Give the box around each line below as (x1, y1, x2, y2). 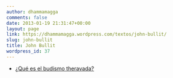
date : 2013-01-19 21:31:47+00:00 (6, 20, 91, 26)
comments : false (6, 15, 47, 21)
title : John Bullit (6, 43, 56, 49)
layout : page (6, 25, 39, 32)
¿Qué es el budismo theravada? (15, 65, 95, 72)
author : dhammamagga (6, 8, 59, 15)
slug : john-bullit (6, 37, 53, 43)
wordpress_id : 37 (6, 48, 50, 54)
